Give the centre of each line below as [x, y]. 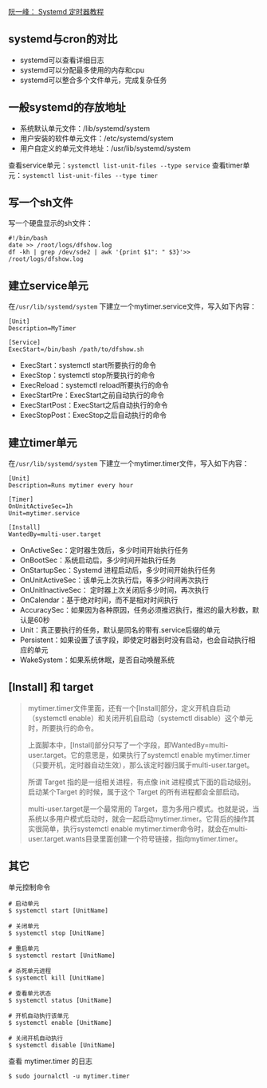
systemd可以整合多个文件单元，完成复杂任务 [93, 80]
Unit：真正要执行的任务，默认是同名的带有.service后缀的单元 [120, 630]
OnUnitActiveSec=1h [41, 507]
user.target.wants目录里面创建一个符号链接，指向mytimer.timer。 [135, 838]
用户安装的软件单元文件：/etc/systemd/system [96, 138]
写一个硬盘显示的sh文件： [51, 223]
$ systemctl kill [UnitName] [57, 978]
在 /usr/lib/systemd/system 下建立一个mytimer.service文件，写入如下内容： [133, 306]
